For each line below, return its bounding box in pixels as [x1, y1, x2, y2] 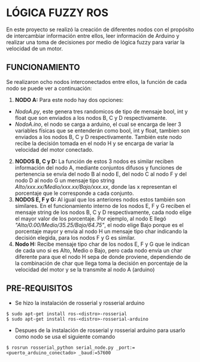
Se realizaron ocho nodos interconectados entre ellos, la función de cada [6, 78, 187, 85]
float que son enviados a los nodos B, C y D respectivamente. [14, 114, 168, 121]
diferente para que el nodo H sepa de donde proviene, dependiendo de [14, 253, 191, 260]
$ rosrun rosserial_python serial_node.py [6, 345, 114, 351]
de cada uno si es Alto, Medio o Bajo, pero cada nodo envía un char [14, 246, 183, 254]
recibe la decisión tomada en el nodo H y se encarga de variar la [14, 140, 174, 147]
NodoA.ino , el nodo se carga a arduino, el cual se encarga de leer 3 [14, 120, 181, 128]
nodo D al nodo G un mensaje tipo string [14, 177, 115, 184]
